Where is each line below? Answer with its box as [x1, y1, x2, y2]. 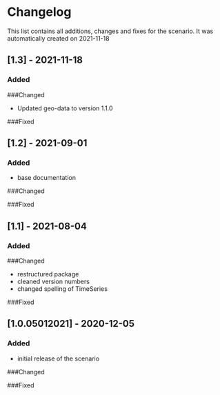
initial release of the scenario [17, 354, 100, 363]
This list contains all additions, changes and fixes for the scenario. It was [7, 27, 214, 35]
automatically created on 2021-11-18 [7, 34, 110, 42]
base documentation [17, 174, 76, 182]
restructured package [17, 270, 79, 278]
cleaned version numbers [17, 277, 90, 285]
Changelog [7, 4, 72, 20]
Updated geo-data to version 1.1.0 [17, 104, 113, 112]
